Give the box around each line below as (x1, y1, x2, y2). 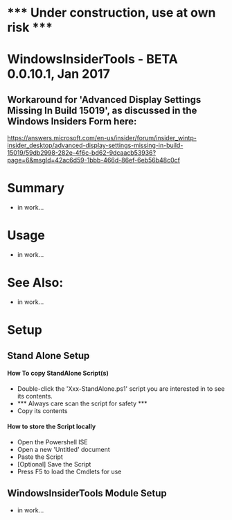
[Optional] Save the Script (17, 460, 91, 468)
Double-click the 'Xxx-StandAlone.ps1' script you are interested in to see (17, 384, 225, 393)
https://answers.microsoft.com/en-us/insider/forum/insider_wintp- (7, 134, 197, 142)
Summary (7, 181, 64, 196)
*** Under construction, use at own (7, 5, 216, 21)
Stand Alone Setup (7, 349, 90, 362)
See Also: (7, 275, 64, 291)
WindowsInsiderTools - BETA (7, 51, 178, 67)
